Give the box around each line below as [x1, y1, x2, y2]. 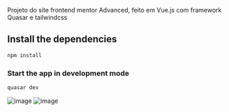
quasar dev [7, 83, 39, 91]
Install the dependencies [7, 33, 117, 45]
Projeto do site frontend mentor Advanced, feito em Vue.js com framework [7, 6, 222, 14]
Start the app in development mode [7, 68, 129, 78]
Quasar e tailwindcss [7, 13, 68, 22]
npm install [7, 51, 42, 58]
